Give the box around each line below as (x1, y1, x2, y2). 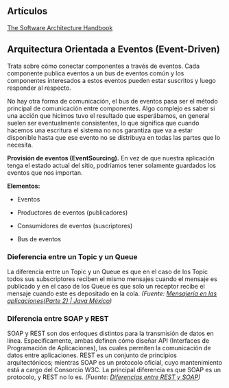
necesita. (7, 141, 33, 149)
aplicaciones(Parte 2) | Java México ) (7, 296, 112, 304)
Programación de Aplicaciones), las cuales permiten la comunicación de (7, 344, 211, 352)
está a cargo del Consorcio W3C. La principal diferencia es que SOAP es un (7, 366, 221, 374)
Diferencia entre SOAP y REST (7, 313, 109, 323)
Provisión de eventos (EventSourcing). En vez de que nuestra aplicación (7, 154, 215, 162)
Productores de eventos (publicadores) (16, 208, 128, 217)
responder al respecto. (7, 84, 72, 92)
